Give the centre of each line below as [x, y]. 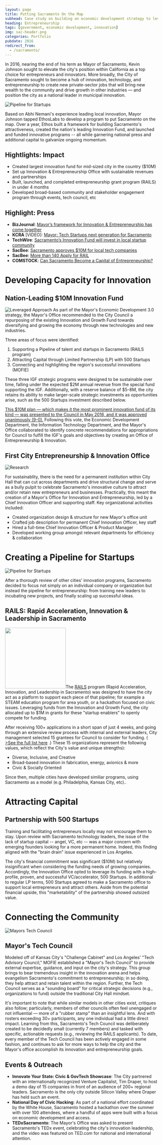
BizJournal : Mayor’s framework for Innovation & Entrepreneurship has [82, 224]
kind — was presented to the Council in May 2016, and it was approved [76, 415]
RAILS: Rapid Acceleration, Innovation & [67, 611]
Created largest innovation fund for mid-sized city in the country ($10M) [84, 167]
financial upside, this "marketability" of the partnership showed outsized [77, 892]
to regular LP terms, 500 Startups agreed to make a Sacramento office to [78, 882]
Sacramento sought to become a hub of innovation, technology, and [73, 79]
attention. [22, 1138]
